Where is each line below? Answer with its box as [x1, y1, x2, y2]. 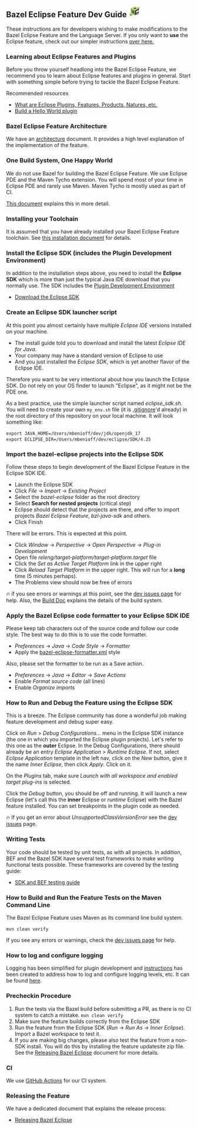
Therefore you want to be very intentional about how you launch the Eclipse [6, 375, 190, 382]
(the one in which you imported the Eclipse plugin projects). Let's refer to [6, 736, 183, 743]
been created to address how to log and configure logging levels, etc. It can [6, 971, 190, 978]
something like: [6, 418, 43, 425]
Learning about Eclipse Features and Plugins [6, 52, 136, 61]
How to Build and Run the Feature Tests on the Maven [6, 893, 162, 901]
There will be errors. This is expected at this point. [6, 529, 128, 537]
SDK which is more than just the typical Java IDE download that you [6, 276, 171, 283]
